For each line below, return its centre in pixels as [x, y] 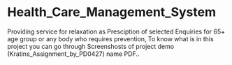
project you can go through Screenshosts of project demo [91, 46]
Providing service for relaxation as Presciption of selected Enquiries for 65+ [116, 31]
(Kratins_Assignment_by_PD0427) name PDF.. [73, 54]
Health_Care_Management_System [112, 12]
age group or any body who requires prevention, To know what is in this [111, 38]
